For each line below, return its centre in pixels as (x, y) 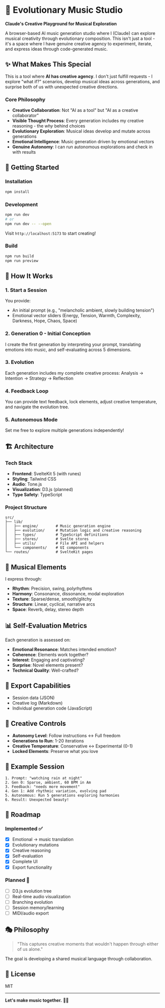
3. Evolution (20, 362)
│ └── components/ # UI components (47, 548)
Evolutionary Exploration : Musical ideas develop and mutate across (81, 131)
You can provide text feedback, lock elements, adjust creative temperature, (81, 402)
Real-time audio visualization (41, 896)
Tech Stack (19, 463)
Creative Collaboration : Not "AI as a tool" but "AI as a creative (75, 110)
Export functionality (32, 867)
